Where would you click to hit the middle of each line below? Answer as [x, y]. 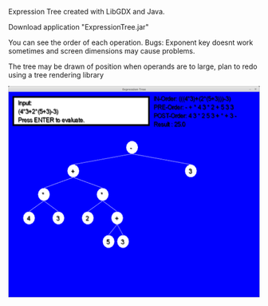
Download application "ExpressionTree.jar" [79, 27]
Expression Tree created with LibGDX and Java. [87, 12]
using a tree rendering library [56, 75]
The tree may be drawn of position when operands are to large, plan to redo [133, 66]
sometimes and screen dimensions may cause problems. [102, 51]
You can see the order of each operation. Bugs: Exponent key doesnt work [131, 42]
